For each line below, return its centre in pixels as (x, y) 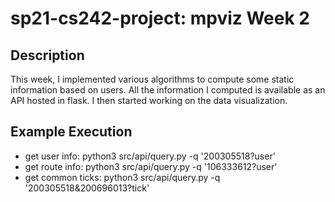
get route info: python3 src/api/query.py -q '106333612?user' (151, 166)
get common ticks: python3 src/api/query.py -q (122, 177)
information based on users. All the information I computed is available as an (168, 90)
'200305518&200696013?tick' (87, 188)
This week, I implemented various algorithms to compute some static (152, 79)
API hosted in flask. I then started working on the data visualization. (149, 100)
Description (47, 55)
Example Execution (71, 132)
